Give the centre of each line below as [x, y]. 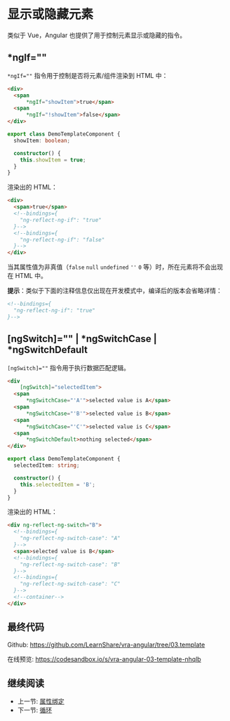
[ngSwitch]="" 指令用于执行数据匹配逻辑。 [69, 368]
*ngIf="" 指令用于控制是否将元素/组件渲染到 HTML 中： [88, 75]
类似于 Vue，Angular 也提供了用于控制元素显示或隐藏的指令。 [97, 35]
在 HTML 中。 [27, 276]
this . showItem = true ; [53, 160]
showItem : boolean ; [42, 140]
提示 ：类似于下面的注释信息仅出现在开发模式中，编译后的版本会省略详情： [115, 291]
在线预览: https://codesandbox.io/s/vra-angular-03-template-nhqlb [104, 659]
